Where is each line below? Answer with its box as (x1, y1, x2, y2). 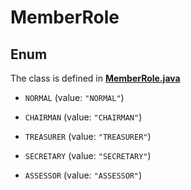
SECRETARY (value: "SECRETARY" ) (24, 150, 152, 161)
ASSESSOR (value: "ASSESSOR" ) (24, 169, 143, 181)
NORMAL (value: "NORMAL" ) (24, 92, 125, 103)
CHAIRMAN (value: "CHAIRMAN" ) (24, 111, 143, 123)
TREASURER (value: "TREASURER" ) (24, 131, 152, 142)
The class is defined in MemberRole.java (10, 72, 181, 84)
